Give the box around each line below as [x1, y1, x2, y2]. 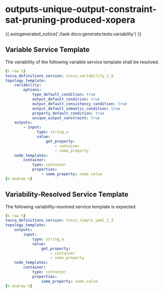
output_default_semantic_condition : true [32, 106, 121, 111]
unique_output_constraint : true [32, 115, 100, 120]
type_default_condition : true [32, 92, 96, 97]
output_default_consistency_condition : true [32, 101, 127, 106]
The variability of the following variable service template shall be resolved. [5, 59, 159, 65]
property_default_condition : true [32, 111, 105, 116]
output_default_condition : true [32, 97, 100, 102]
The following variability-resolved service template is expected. [5, 203, 137, 209]
